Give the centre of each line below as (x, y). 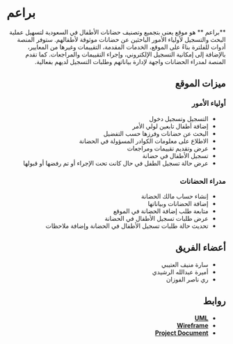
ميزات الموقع (200, 84)
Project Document (182, 333)
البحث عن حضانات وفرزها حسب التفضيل (156, 133)
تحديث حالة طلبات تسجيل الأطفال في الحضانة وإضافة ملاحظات (127, 226)
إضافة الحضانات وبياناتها (178, 203)
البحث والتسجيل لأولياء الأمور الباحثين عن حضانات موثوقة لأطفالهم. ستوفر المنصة (121, 39)
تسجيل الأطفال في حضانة (175, 155)
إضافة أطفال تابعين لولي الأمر (170, 126)
